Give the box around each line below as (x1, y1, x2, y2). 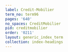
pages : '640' (5, 16, 32, 21)
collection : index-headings (5, 40, 64, 45)
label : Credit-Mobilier (5, 7, 55, 12)
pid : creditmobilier (5, 26, 48, 31)
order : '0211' (5, 30, 35, 35)
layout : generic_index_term (5, 35, 64, 40)
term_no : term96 (5, 12, 39, 17)
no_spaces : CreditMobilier (5, 21, 61, 26)
